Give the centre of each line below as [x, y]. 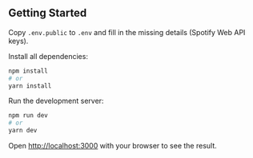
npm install [28, 71]
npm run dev [28, 116]
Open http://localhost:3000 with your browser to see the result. [113, 146]
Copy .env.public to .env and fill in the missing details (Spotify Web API [127, 32]
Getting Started [48, 13]
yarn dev [23, 131]
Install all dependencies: [48, 56]
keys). [18, 41]
